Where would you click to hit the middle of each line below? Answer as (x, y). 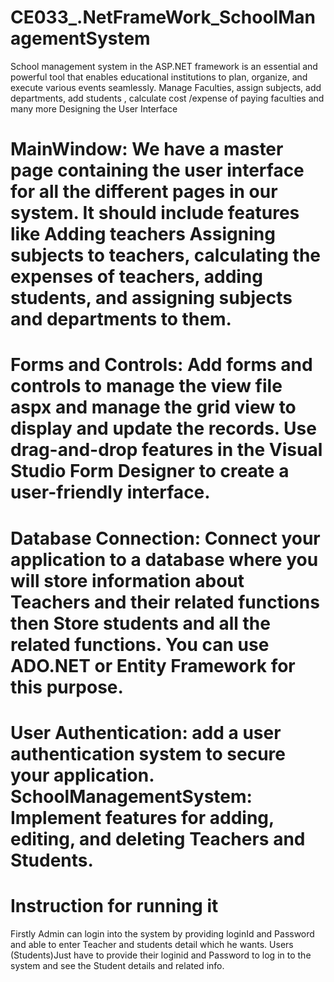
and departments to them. (121, 319)
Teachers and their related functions (165, 602)
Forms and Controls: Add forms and (161, 365)
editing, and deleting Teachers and (158, 838)
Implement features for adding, (142, 817)
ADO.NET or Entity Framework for (153, 665)
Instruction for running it (114, 905)
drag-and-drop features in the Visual (166, 450)
